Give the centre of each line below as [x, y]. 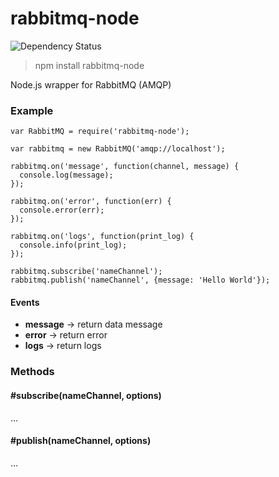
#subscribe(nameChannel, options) [86, 395]
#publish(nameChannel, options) [81, 441]
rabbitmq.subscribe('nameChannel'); [86, 272]
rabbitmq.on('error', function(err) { [91, 202]
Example [32, 110]
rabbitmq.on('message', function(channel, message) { [125, 167]
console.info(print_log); [73, 245]
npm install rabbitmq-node [89, 65]
